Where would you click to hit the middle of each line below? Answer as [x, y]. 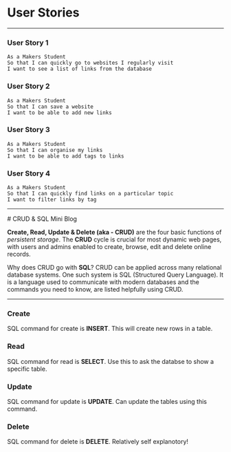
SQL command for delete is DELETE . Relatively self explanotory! [98, 442]
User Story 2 [29, 86]
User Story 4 [29, 173]
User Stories [43, 13]
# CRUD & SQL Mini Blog [42, 219]
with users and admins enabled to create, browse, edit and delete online [109, 247]
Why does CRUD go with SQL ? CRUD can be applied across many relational [114, 268]
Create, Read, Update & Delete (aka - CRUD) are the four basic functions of [114, 233]
